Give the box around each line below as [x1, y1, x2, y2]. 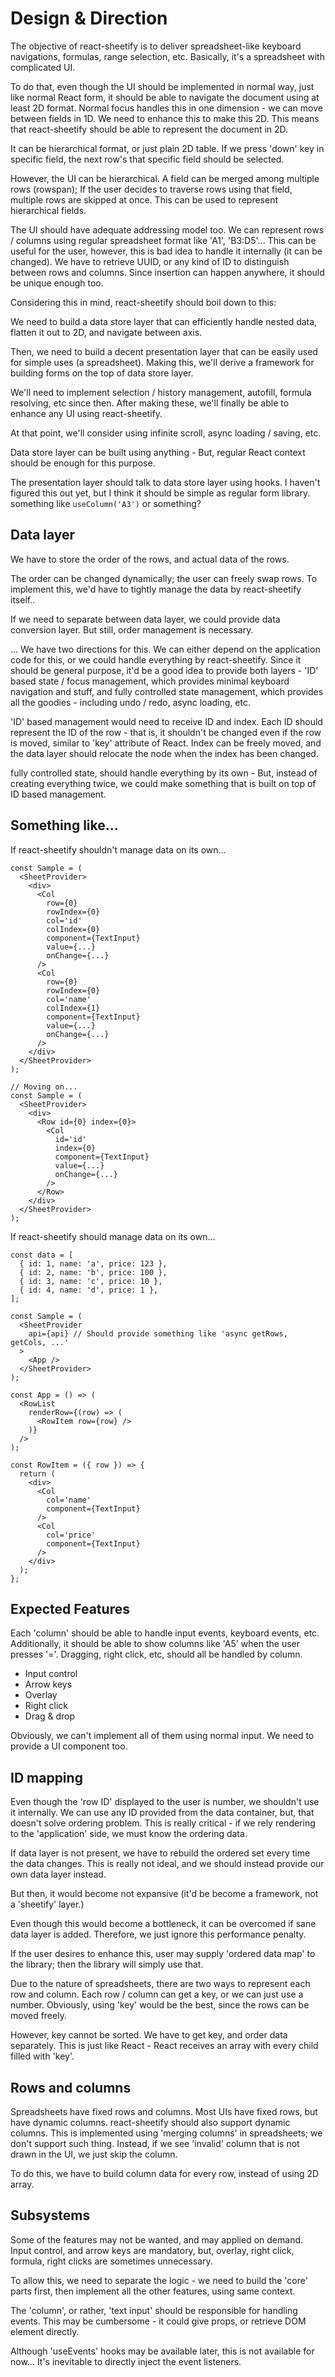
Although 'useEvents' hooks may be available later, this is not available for [10, 2345, 315, 2357]
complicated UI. [10, 61, 76, 73]
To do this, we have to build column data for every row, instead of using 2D [10, 2168, 320, 2179]
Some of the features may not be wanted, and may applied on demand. [10, 2233, 304, 2246]
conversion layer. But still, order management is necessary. [10, 623, 254, 636]
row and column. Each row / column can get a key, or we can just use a [10, 1988, 304, 2001]
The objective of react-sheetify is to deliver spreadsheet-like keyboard [10, 40, 302, 52]
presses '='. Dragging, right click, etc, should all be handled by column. [10, 1648, 303, 1661]
